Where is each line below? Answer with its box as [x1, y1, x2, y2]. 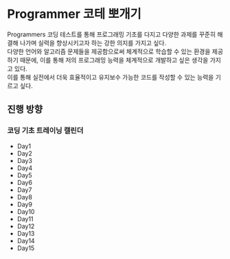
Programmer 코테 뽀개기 [7, 6, 142, 22]
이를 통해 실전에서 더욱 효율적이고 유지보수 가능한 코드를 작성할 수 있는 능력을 [7, 73, 214, 81]
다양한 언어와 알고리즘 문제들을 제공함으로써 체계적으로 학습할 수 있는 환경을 [7, 47, 211, 56]
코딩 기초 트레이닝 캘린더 [7, 126, 84, 136]
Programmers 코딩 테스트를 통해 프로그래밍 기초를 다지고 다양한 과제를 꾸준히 [7, 30, 216, 38]
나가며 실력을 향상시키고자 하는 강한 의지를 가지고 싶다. [19, 38, 167, 47]
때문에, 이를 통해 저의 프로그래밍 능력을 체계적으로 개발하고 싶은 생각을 [19, 56, 209, 64]
